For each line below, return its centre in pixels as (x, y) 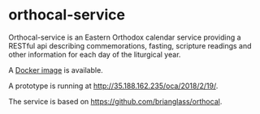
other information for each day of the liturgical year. (95, 54)
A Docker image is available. (56, 70)
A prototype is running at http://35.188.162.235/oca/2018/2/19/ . (113, 86)
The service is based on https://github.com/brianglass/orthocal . (115, 101)
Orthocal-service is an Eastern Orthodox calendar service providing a (125, 37)
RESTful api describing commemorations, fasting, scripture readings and (130, 45)
